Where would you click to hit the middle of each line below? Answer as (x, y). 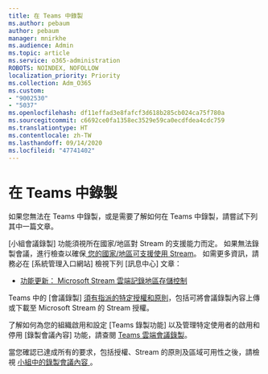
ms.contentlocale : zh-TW (50, 135)
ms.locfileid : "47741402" (52, 150)
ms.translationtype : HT (48, 128)
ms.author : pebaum (39, 23)
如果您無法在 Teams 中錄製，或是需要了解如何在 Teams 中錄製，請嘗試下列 (133, 216)
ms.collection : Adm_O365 (50, 83)
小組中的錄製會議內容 (53, 362)
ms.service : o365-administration (64, 61)
